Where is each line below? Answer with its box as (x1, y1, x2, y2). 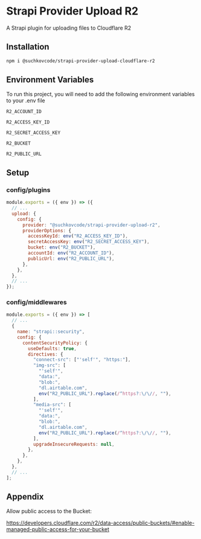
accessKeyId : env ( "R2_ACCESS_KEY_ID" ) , (28, 233, 129, 240)
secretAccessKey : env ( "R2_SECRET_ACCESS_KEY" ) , (28, 239, 150, 245)
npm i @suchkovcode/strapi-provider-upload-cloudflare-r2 (6, 57, 155, 64)
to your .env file (6, 97, 45, 104)
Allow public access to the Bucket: (6, 508, 92, 515)
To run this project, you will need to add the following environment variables (6, 91, 195, 98)
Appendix (6, 492, 44, 502)
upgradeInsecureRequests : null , (33, 441, 115, 447)
